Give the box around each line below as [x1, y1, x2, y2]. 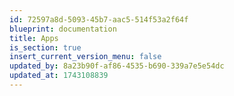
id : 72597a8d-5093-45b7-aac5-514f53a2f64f [9, 14, 189, 25]
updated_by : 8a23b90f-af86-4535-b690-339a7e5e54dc [9, 61, 225, 71]
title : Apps [9, 33, 59, 43]
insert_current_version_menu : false [9, 52, 162, 62]
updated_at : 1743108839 [9, 71, 109, 81]
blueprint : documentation [9, 24, 117, 34]
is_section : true [9, 42, 82, 53]
